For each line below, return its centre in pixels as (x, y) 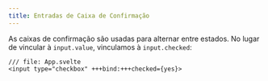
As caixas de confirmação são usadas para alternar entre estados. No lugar (134, 38)
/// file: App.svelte (45, 62)
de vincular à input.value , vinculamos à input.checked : (100, 47)
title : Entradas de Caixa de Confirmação (79, 16)
